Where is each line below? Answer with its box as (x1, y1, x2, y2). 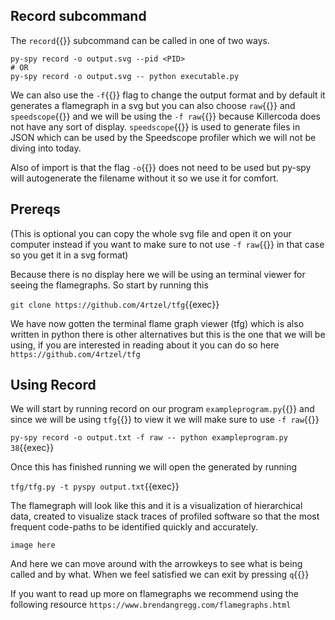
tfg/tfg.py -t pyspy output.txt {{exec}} (10, 480, 180, 493)
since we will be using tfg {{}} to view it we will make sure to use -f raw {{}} (10, 414, 320, 426)
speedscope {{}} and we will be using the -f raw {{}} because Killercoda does (10, 110, 321, 122)
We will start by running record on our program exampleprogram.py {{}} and (10, 403, 315, 415)
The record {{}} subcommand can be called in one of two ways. (10, 34, 270, 46)
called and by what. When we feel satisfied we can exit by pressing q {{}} (10, 569, 310, 581)
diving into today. (10, 142, 82, 154)
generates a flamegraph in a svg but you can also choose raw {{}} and (10, 99, 296, 111)
